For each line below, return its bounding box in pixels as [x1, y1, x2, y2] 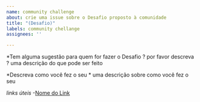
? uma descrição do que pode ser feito [6, 60, 103, 67]
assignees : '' [6, 31, 42, 37]
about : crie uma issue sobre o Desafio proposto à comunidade [6, 14, 167, 21]
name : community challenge [6, 8, 75, 15]
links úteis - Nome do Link [6, 89, 70, 97]
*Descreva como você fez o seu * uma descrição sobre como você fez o [6, 71, 189, 78]
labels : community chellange [6, 25, 80, 32]
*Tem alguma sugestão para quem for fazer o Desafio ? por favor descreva [6, 53, 195, 60]
